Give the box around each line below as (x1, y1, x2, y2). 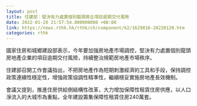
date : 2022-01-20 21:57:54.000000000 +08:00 (6, 19, 117, 25)
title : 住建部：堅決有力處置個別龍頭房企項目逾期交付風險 (6, 14, 130, 20)
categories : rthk (6, 30, 49, 36)
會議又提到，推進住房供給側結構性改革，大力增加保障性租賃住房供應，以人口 (6, 86, 191, 93)
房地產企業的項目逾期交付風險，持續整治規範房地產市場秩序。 (6, 54, 155, 61)
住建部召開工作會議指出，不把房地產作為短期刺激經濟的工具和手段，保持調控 (6, 66, 191, 73)
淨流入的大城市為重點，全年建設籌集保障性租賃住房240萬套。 (6, 94, 155, 101)
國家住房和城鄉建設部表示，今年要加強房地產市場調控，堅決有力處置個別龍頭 (6, 47, 191, 54)
